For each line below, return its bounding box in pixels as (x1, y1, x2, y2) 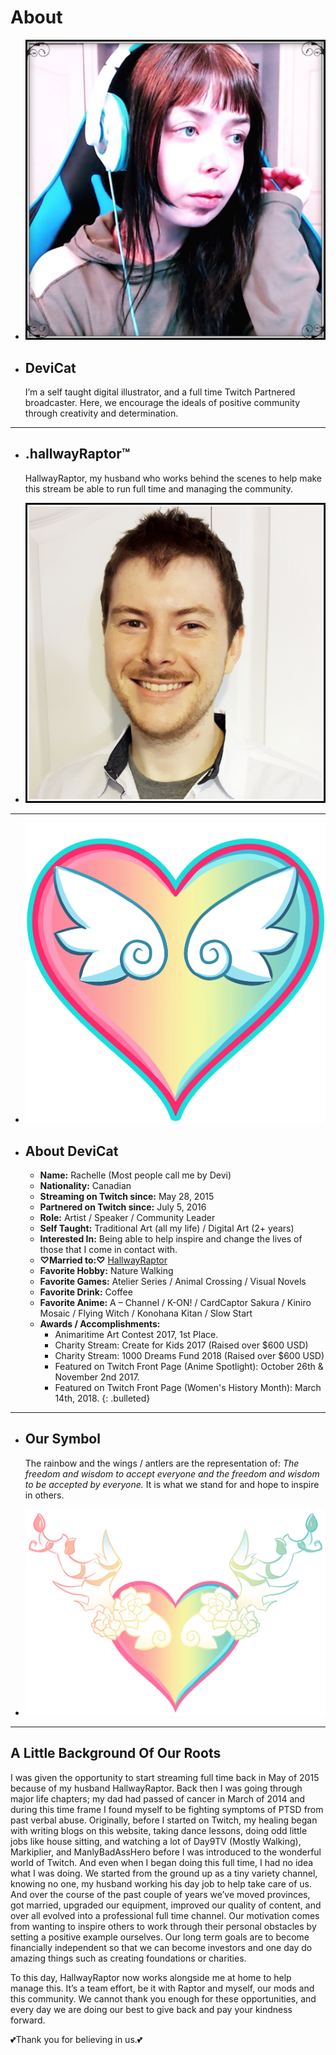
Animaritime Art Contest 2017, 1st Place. (54, 1328, 219, 1340)
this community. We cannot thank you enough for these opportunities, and (10, 1992, 317, 2005)
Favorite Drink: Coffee (39, 1286, 133, 1298)
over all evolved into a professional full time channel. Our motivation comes (10, 1909, 320, 1921)
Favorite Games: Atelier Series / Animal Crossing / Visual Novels (39, 1275, 307, 1287)
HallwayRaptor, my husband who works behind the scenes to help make (24, 472, 323, 484)
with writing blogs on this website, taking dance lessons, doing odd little (10, 1824, 308, 1836)
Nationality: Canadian (39, 1179, 132, 1191)
